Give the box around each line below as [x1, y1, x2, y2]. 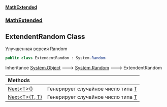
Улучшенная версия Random [5, 46, 68, 52]
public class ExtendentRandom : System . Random [5, 56, 106, 61]
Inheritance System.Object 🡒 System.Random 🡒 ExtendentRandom [5, 65, 162, 71]
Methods [8, 77, 30, 84]
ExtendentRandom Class [5, 32, 85, 41]
